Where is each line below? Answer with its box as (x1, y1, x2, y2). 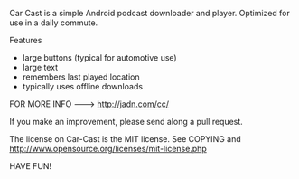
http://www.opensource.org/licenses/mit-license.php (9, 144, 208, 154)
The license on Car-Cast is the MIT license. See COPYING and (9, 134, 241, 144)
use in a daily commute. (9, 17, 98, 28)
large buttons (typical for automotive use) (22, 52, 178, 62)
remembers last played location (22, 71, 140, 82)
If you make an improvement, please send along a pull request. (9, 117, 244, 127)
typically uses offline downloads (22, 81, 143, 91)
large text (22, 62, 59, 72)
